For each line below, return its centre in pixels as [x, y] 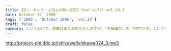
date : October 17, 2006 [31, 15]
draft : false [19, 24]
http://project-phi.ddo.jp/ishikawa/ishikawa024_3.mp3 [62, 43]
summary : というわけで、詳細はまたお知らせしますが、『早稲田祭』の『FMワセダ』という [85, 29]
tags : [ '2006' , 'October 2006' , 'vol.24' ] [51, 19]
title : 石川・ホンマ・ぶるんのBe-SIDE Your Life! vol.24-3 [65, 10]
